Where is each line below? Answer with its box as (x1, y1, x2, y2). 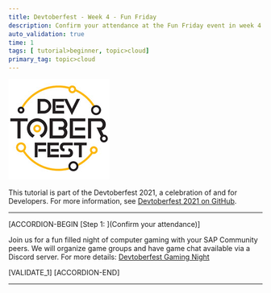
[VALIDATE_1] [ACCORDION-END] (8, 268, 120, 277)
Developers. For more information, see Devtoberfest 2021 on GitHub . (8, 196, 237, 205)
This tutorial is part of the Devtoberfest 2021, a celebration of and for (8, 188, 238, 197)
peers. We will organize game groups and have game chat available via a (8, 244, 251, 253)
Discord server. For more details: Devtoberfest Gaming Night (8, 252, 210, 262)
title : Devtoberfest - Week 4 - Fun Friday (8, 13, 157, 21)
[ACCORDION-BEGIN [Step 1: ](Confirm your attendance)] (8, 220, 201, 229)
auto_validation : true (8, 30, 85, 38)
